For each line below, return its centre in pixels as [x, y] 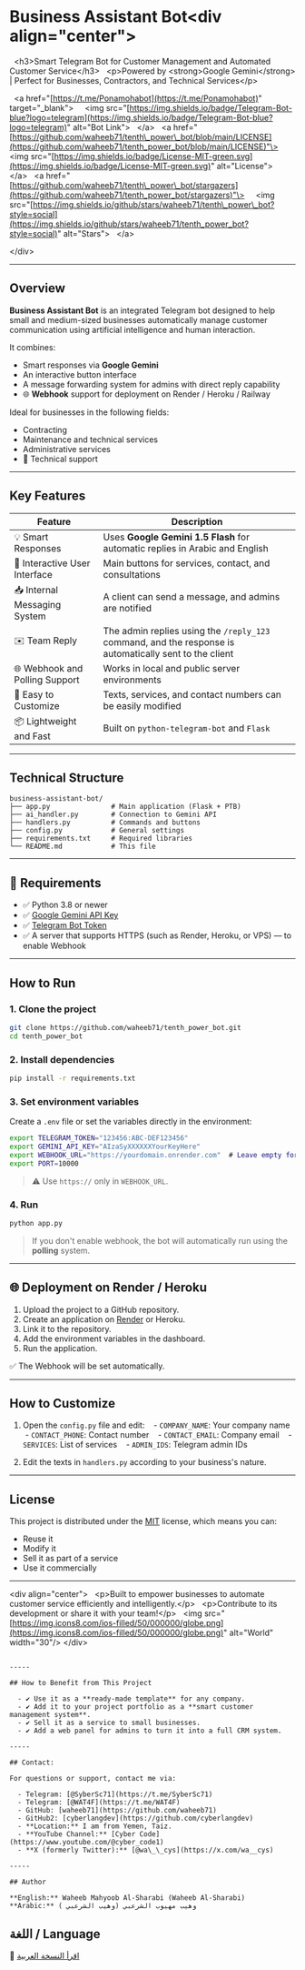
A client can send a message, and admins [192, 597]
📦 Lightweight [45, 721]
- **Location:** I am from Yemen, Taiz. [95, 1826]
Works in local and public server [172, 668]
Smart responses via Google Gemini [90, 365]
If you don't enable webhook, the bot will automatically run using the [160, 1240]
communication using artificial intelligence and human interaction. [133, 329]
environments [132, 680]
